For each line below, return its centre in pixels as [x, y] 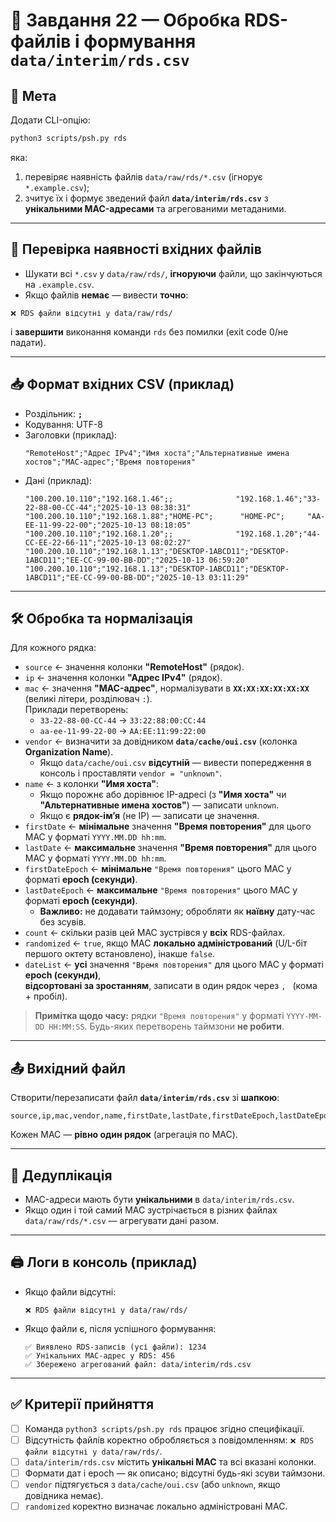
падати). [28, 342]
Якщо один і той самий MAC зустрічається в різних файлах [151, 1210]
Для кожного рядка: [53, 648]
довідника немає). [64, 1495]
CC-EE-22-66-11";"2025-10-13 [85, 542]
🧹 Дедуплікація [61, 1175]
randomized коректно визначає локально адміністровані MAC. [156, 1506]
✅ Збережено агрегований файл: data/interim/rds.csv [138, 1364]
